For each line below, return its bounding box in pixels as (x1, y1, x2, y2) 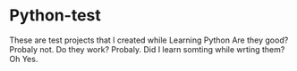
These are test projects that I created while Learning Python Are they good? (9, 35, 289, 45)
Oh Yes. (9, 53, 38, 64)
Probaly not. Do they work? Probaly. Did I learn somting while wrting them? (9, 43, 285, 54)
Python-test (9, 5, 101, 26)
